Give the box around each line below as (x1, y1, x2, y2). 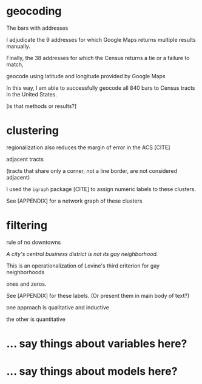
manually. (6, 42, 30, 50)
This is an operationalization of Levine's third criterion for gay (6, 262, 160, 269)
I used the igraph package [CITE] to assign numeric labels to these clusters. (6, 185, 196, 192)
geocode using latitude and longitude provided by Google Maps (6, 72, 166, 79)
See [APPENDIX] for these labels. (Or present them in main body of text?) (6, 292, 190, 299)
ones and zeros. (6, 280, 47, 288)
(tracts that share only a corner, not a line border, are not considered (6, 167, 178, 174)
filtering (6, 218, 47, 232)
